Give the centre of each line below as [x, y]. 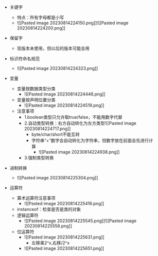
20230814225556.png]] [48, 226]
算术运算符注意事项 [36, 198]
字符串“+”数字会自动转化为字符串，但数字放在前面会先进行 [90, 140]
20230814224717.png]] [47, 128]
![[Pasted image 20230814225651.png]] [64, 248]
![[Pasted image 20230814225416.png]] [64, 203]
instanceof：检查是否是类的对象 [49, 209]
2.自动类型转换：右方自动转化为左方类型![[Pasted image [80, 123]
